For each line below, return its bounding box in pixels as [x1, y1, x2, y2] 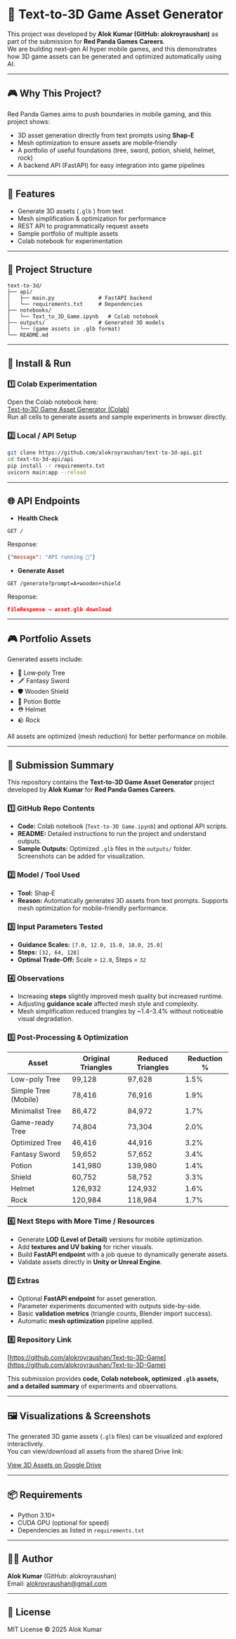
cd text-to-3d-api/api [7, 456, 74, 463]
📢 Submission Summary [7, 759, 114, 771]
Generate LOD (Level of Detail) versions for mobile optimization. [17, 1235, 204, 1244]
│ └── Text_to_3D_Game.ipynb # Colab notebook [7, 313, 159, 320]
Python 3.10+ [17, 1511, 56, 1520]
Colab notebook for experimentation [17, 236, 123, 245]
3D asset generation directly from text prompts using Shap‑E [17, 130, 195, 140]
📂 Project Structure [7, 264, 93, 276]
